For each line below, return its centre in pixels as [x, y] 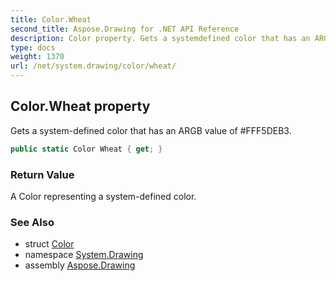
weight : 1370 [37, 57]
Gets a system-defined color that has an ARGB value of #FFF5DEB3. [151, 130]
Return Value [42, 174]
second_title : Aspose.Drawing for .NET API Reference [125, 29]
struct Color [49, 244]
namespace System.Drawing [84, 255]
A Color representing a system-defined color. [103, 196]
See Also [32, 222]
